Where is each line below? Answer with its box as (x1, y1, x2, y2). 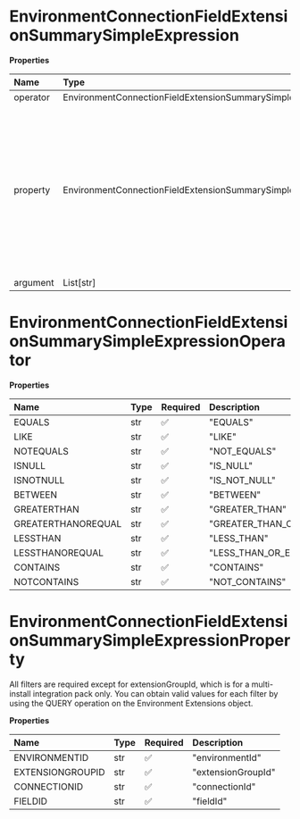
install (9, 688, 31, 698)
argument (13, 276, 55, 288)
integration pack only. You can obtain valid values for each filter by (32, 688, 279, 698)
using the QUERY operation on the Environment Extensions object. (9, 698, 254, 708)
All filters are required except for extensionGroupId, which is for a (9, 679, 250, 689)
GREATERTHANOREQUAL (13, 517, 122, 530)
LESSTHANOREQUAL (13, 547, 104, 559)
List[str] (62, 276, 96, 288)
